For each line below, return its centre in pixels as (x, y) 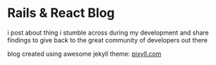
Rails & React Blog (61, 13)
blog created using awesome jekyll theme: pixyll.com (84, 54)
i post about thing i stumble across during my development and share (108, 32)
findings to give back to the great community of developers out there (108, 40)
